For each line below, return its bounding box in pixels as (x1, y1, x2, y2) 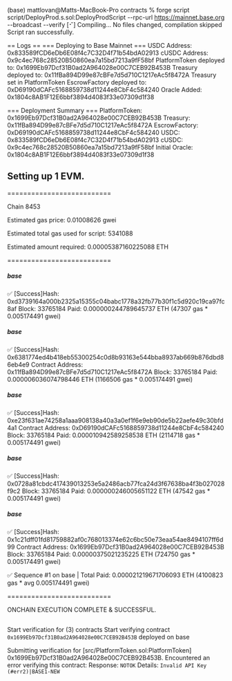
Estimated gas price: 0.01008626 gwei (7, 215, 117, 224)
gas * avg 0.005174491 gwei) (7, 578, 90, 587)
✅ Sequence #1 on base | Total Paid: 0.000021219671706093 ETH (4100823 (7, 571, 224, 579)
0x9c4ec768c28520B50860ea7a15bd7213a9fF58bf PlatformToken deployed (7, 56, 225, 64)
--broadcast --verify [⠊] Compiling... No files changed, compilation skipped (7, 21, 222, 28)
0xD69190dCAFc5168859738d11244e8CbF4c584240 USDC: (7, 128, 180, 136)
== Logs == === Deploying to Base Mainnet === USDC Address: (7, 42, 192, 49)
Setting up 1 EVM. (7, 170, 85, 182)
